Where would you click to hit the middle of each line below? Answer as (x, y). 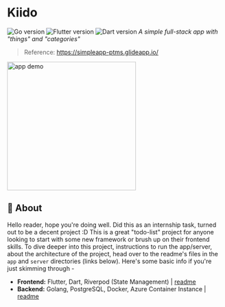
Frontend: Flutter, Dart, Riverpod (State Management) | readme (107, 282)
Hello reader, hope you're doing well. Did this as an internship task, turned (112, 225)
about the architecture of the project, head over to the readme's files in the (113, 254)
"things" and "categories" (44, 38)
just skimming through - (41, 268)
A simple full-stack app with (178, 32)
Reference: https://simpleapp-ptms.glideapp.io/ (91, 52)
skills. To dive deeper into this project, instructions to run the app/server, (110, 246)
